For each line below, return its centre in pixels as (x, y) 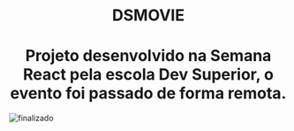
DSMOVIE (148, 15)
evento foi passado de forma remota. (148, 93)
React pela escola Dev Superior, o (148, 75)
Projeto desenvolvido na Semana (148, 56)
